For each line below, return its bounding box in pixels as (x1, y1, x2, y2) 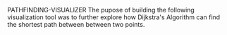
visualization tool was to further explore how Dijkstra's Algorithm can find (7, 13, 221, 21)
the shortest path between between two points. (7, 21, 145, 28)
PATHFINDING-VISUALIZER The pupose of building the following (7, 6, 195, 14)
